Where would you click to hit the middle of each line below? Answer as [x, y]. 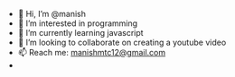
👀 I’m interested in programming [78, 23]
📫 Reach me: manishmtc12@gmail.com [92, 52]
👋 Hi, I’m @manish [52, 14]
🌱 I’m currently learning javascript [80, 33]
